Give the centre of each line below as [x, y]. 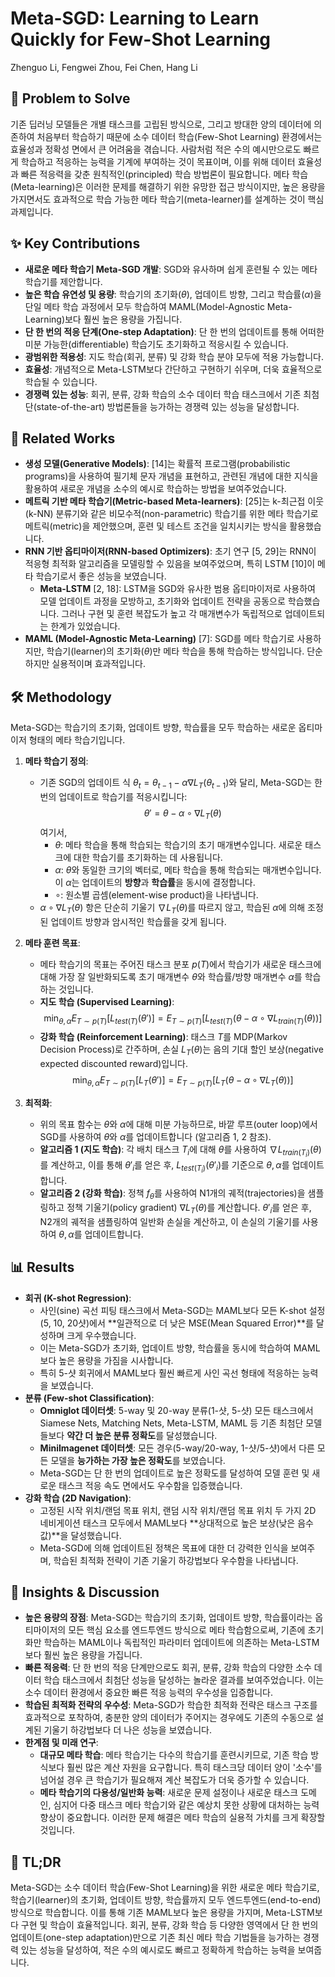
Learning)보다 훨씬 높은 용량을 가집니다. [103, 319]
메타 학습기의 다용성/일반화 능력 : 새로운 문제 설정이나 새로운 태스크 [169, 1793]
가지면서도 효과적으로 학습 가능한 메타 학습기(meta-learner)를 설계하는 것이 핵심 [167, 199]
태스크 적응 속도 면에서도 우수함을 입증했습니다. [150, 1485]
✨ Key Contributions [75, 243]
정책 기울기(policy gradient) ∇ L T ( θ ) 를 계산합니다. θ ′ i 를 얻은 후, [189, 1209]
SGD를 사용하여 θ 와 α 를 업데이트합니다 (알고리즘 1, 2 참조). [155, 1136]
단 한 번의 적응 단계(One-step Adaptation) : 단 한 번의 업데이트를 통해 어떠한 [174, 331]
